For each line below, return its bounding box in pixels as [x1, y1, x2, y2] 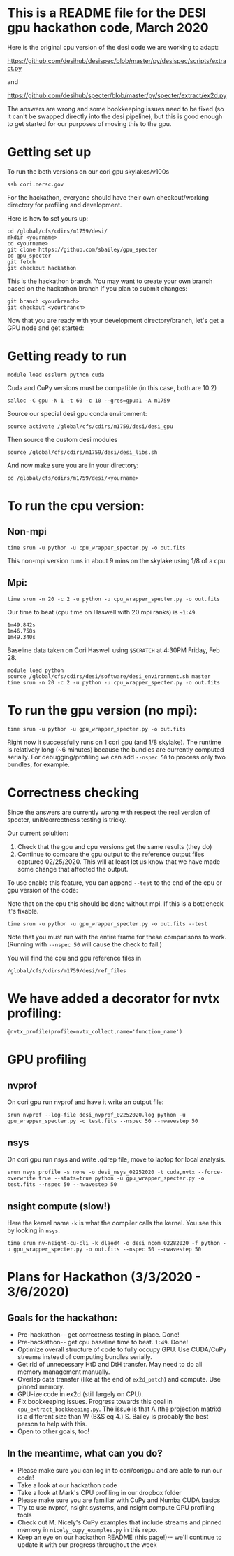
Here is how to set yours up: [7, 214, 89, 222]
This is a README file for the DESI [7, 5, 207, 21]
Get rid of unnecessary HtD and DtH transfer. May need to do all [17, 1361, 203, 1369]
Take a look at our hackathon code [17, 1480, 117, 1489]
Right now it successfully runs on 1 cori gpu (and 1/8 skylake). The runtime [7, 738, 221, 746]
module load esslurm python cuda [7, 371, 105, 378]
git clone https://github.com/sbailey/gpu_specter [7, 246, 158, 253]
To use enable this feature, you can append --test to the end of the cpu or [7, 878, 222, 887]
